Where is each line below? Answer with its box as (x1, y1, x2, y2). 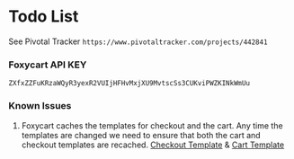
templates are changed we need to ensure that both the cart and (21, 129, 262, 140)
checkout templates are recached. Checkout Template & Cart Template (21, 139, 285, 150)
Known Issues (8, 100, 72, 112)
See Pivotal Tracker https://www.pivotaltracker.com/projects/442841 (8, 36, 268, 47)
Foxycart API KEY (8, 58, 87, 71)
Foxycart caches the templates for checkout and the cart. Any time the (21, 119, 284, 131)
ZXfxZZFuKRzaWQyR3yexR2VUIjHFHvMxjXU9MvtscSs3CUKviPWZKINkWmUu (8, 79, 251, 88)
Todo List (8, 6, 79, 27)
